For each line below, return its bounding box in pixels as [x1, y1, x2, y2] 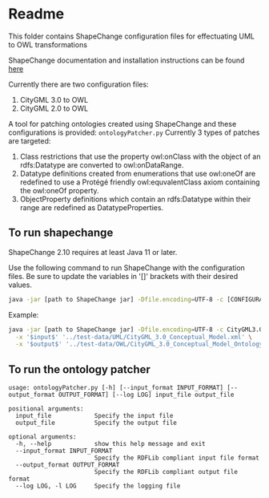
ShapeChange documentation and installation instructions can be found [8, 55, 245, 65]
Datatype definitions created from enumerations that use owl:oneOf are [19, 168, 256, 178]
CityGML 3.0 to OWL [19, 95, 89, 104]
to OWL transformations [8, 39, 88, 49]
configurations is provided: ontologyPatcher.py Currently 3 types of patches [8, 128, 260, 137]
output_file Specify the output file [15, 419, 178, 427]
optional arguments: [8, 433, 78, 441]
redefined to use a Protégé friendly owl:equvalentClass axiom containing [19, 177, 260, 187]
